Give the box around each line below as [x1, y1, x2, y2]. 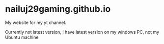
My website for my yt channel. [5, 20, 66, 25]
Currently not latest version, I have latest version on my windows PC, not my [5, 29, 160, 35]
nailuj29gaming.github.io [5, 3, 111, 15]
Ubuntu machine [5, 34, 39, 40]
